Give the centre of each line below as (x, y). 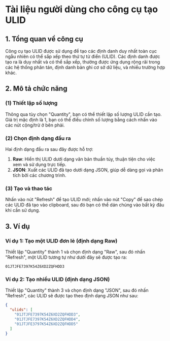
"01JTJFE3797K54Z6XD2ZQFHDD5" (46, 324)
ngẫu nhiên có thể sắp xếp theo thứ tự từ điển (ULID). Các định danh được (83, 56)
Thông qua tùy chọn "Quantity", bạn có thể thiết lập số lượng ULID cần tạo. (83, 114)
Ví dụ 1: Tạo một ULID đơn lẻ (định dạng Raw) (61, 241)
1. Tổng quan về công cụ (44, 39)
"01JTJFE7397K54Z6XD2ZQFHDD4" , (47, 319)
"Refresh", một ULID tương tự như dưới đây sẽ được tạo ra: (66, 257)
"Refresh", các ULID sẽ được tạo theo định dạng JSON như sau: (72, 296)
